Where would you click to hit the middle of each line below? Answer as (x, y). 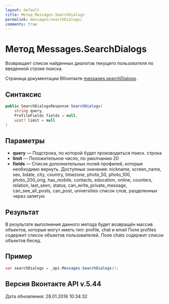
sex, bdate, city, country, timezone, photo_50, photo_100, (72, 175)
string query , (29, 111)
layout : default (22, 10)
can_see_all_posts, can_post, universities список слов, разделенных (85, 191)
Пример (19, 257)
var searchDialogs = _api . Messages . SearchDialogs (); (62, 268)
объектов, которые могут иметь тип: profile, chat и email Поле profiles (81, 230)
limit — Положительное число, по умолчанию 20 (66, 158)
